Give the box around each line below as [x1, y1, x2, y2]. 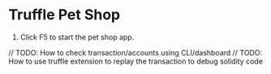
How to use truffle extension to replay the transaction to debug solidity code [8, 56, 264, 66]
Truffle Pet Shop [8, 6, 121, 24]
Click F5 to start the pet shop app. [19, 32, 135, 42]
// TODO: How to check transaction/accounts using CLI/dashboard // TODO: [8, 47, 263, 57]
